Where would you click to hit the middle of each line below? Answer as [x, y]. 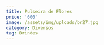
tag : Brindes [22, 33]
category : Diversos [30, 28]
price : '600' [22, 17]
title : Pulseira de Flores [39, 11]
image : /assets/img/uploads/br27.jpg [52, 22]
